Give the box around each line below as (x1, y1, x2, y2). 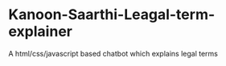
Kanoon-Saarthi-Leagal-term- (8, 6, 216, 24)
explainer (8, 22, 72, 41)
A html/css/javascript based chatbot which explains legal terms (8, 49, 219, 58)
